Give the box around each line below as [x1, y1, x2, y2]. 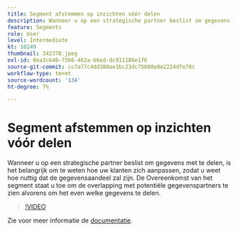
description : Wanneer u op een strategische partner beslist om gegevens [7, 17, 231, 24]
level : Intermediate [7, 37, 69, 44]
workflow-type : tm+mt [7, 70, 72, 77]
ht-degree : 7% [7, 83, 50, 90]
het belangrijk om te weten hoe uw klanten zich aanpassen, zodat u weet [7, 166, 221, 175]
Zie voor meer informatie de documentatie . [7, 216, 133, 225]
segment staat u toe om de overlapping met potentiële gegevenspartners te [7, 181, 229, 190]
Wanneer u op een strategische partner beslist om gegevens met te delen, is [7, 159, 232, 167]
